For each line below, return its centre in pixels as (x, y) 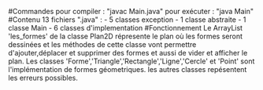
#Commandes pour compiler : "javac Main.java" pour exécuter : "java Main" (131, 11)
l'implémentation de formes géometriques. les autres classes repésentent (128, 69)
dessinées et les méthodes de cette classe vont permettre (102, 45)
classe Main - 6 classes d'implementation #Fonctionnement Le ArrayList (125, 28)
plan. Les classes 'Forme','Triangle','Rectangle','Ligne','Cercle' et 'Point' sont (131, 61)
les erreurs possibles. (43, 78)
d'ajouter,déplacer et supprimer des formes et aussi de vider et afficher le (128, 53)
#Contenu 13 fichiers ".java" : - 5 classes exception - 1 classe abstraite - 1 (127, 20)
